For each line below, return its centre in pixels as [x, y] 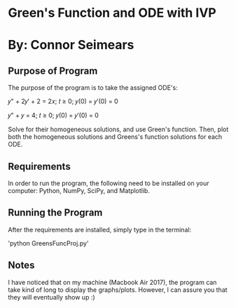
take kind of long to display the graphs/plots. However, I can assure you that [118, 290]
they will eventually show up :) [51, 297]
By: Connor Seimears [71, 45]
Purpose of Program [53, 71]
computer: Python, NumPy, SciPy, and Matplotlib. [79, 190]
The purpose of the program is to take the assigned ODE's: [93, 88]
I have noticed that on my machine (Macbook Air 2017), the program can [112, 282]
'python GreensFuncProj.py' [49, 243]
